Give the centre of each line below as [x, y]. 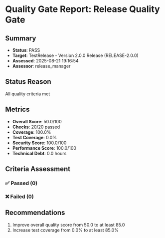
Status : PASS [26, 50]
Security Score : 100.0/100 [39, 143]
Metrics [17, 110]
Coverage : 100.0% [32, 132]
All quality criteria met [28, 94]
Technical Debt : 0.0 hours [39, 153]
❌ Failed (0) [19, 197]
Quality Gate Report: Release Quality [83, 9]
